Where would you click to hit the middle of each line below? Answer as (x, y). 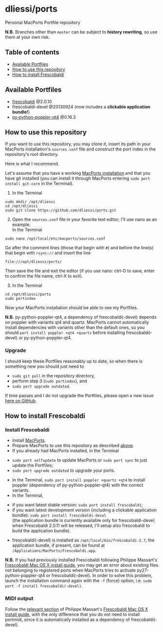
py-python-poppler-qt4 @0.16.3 (44, 117)
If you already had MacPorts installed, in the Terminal (65, 451)
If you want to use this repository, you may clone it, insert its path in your (78, 144)
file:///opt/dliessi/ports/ (34, 262)
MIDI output (19, 598)
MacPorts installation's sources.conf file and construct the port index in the (80, 149)
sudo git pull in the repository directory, (54, 375)
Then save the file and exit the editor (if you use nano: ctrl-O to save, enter (80, 271)
